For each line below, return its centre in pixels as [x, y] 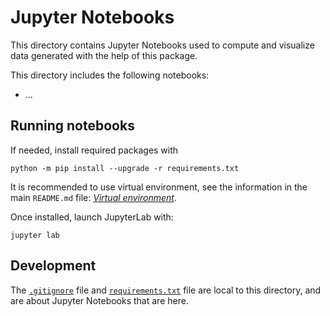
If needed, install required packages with [94, 150]
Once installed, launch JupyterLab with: [92, 217]
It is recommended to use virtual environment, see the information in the [159, 187]
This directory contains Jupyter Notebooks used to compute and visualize [162, 45]
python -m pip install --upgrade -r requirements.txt [125, 168]
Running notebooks [72, 126]
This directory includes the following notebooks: [110, 75]
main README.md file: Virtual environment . [93, 197]
